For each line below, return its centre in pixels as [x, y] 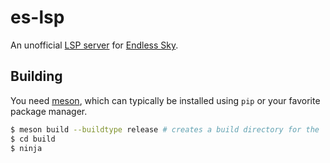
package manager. [49, 111]
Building [36, 76]
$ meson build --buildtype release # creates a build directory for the [165, 129]
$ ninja [26, 148]
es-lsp [37, 17]
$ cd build [33, 139]
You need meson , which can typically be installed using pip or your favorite [165, 100]
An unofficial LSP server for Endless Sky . [94, 45]
